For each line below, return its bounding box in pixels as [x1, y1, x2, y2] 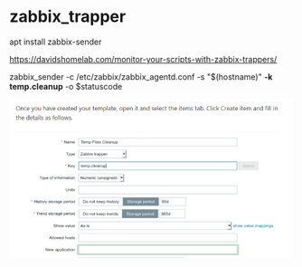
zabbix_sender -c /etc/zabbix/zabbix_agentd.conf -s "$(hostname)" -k [9, 71, 273, 82]
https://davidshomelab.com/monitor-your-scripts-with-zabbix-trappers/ [9, 53, 278, 64]
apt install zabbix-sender [9, 36, 102, 47]
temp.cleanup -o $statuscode [9, 81, 123, 91]
